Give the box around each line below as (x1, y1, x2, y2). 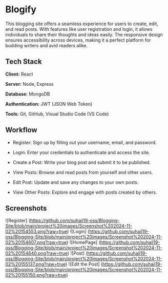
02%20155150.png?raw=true (5, 272, 67, 278)
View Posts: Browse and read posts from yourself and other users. (12, 169, 153, 175)
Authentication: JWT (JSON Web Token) (5, 101, 93, 107)
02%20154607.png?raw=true (5, 239, 67, 246)
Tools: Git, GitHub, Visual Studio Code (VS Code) (5, 110, 109, 117)
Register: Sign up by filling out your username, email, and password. (12, 139, 157, 145)
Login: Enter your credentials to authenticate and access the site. (12, 149, 150, 155)
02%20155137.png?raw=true (5, 261, 66, 268)
